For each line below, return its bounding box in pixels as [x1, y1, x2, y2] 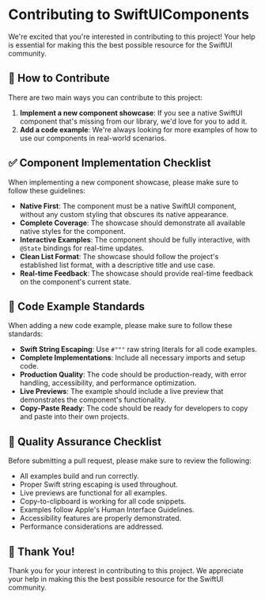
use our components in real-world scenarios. [19, 133, 167, 143]
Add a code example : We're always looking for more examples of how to [19, 124, 258, 134]
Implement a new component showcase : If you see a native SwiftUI [19, 108, 243, 117]
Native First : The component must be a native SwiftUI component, [19, 201, 237, 211]
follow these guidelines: [8, 185, 85, 195]
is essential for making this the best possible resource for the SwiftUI [8, 40, 233, 49]
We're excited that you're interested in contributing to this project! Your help [8, 32, 256, 41]
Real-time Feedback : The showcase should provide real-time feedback [19, 268, 253, 278]
